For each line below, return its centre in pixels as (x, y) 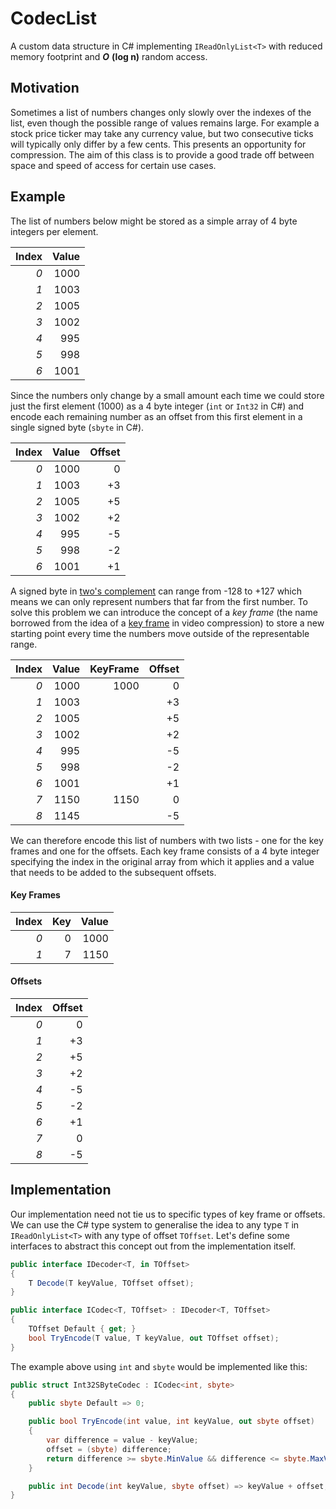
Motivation (45, 88)
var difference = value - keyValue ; (122, 1440)
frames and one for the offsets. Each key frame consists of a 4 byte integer (165, 851)
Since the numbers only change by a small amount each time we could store (167, 395)
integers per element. (54, 231)
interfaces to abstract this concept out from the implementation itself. (153, 1246)
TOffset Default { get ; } (82, 1329)
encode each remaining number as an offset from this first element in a (156, 416)
